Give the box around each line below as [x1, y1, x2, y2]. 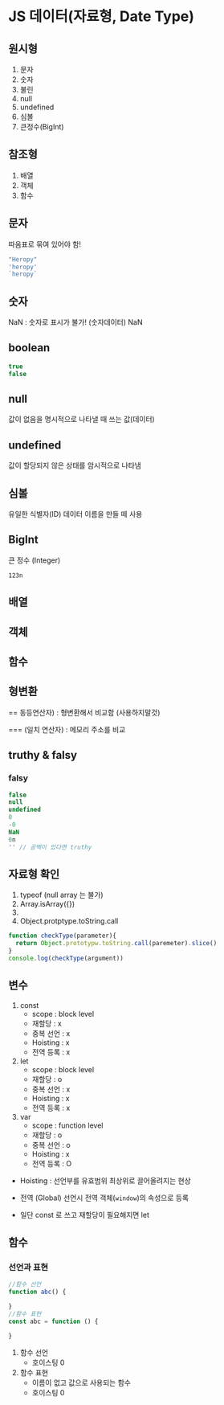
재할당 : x [31, 1018, 62, 1028]
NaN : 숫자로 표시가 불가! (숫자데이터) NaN [8, 317, 143, 327]
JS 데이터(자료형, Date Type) [8, 7, 195, 26]
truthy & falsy [8, 748, 78, 762]
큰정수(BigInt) [19, 122, 64, 131]
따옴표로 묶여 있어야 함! [8, 239, 82, 249]
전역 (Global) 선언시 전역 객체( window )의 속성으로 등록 [19, 1193, 189, 1202]
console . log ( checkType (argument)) [8, 954, 124, 962]
